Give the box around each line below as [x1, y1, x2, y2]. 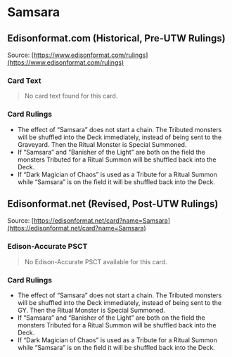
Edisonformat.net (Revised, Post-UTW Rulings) [7, 197, 219, 209]
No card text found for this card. [24, 92, 118, 100]
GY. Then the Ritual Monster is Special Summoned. [17, 306, 165, 314]
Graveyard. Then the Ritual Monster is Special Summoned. [17, 140, 187, 148]
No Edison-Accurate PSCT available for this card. [24, 257, 167, 266]
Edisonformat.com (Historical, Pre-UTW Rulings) [7, 32, 226, 44]
